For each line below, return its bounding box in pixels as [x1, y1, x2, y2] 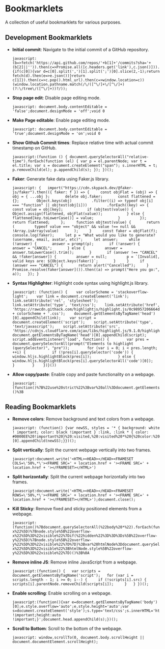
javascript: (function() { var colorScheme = [12, 290, 114, 295]
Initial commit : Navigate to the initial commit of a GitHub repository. [12, 46, 149, 52]
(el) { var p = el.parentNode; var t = [65, 158, 147, 164]
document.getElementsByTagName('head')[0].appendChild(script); [12, 332, 147, 337]
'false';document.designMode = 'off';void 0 [12, 109, 105, 114]
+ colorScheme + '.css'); [12, 311, 65, 316]
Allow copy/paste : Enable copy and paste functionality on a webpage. [12, 371, 155, 377]
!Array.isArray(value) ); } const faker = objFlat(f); [12, 228, 158, 234]
